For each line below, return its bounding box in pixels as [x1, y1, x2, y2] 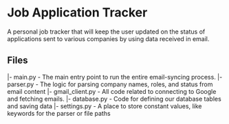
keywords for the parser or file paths [7, 109, 111, 117]
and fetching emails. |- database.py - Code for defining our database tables [7, 95, 221, 103]
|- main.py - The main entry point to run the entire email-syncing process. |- [7, 73, 223, 81]
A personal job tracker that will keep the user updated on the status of [7, 27, 206, 36]
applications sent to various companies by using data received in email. [7, 34, 210, 42]
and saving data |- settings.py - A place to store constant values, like [7, 101, 202, 110]
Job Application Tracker [7, 5, 148, 21]
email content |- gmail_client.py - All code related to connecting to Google [7, 87, 217, 95]
